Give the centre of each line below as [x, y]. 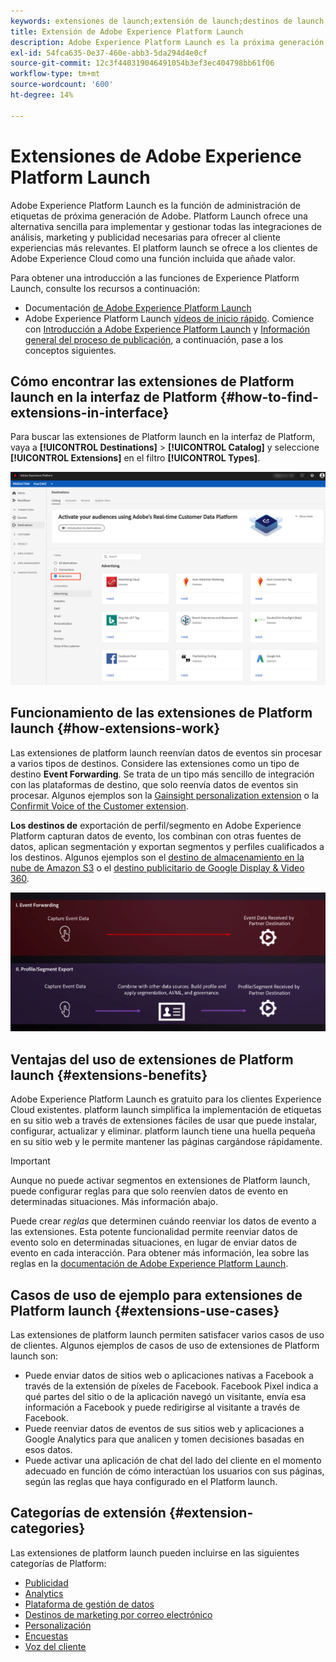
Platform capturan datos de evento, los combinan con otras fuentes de [156, 836]
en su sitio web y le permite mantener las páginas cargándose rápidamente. [166, 1142]
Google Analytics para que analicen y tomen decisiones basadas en [164, 1439]
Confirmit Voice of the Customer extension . [99, 806]
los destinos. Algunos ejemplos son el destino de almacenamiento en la [157, 857]
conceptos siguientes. [70, 350]
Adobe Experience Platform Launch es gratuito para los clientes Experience [166, 1099]
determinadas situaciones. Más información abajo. [114, 1202]
